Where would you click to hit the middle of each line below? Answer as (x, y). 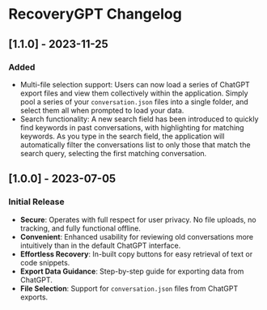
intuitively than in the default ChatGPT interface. (100, 245)
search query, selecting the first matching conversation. (113, 153)
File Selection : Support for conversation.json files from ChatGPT (129, 288)
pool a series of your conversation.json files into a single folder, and (134, 101)
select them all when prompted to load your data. (102, 110)
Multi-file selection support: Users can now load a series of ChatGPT (135, 84)
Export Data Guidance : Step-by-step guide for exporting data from (132, 271)
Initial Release (36, 202)
